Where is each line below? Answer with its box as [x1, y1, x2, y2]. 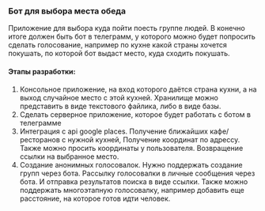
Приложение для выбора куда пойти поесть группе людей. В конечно [8, 24, 245, 33]
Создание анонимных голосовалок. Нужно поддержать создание [19, 160, 243, 169]
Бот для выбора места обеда [8, 6, 127, 17]
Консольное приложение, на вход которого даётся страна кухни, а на [19, 85, 257, 94]
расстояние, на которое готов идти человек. [19, 194, 171, 203]
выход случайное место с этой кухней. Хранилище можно [19, 92, 219, 102]
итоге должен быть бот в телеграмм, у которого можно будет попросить [8, 32, 256, 41]
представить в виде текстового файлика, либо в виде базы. [19, 101, 221, 111]
